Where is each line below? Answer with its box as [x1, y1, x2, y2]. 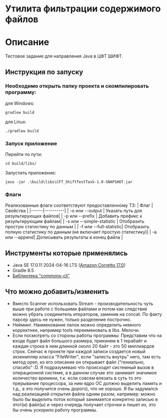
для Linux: [5, 119, 26, 125]
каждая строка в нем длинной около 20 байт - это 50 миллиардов [12, 343, 155, 349]
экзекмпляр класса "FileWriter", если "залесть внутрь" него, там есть [12, 354, 161, 360]
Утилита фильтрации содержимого [5, 3, 161, 15]
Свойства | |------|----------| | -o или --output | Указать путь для [5, 208, 142, 214]
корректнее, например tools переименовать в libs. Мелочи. [12, 327, 140, 333]
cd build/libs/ [5, 161, 37, 166]
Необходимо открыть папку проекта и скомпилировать [5, 83, 149, 90]
